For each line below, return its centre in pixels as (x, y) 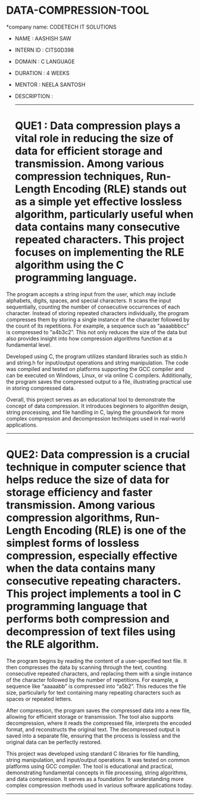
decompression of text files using (91, 632)
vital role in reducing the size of (94, 138)
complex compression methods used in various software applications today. (100, 785)
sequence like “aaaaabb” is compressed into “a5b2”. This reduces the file (96, 686)
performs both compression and (88, 619)
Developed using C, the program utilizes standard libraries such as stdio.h (97, 356)
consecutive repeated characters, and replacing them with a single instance (99, 673)
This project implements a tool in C (94, 594)
